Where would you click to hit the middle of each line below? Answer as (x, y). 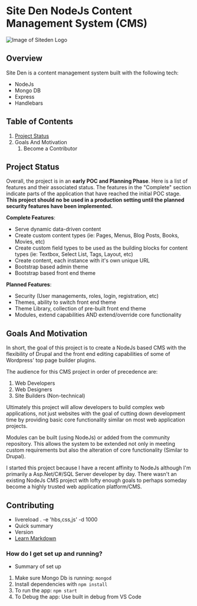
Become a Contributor (50, 148)
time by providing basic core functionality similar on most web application (96, 420)
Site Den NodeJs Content (69, 11)
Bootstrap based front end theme (55, 273)
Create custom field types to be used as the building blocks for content (101, 248)
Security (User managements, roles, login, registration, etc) (87, 296)
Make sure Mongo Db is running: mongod (63, 578)
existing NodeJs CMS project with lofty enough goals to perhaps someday (96, 481)
